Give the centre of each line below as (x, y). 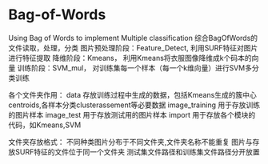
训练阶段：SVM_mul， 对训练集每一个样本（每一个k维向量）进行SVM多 (134, 68)
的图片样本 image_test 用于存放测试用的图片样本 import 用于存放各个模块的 (132, 114)
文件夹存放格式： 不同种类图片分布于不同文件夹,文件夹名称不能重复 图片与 (130, 142)
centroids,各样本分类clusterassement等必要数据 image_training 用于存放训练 (134, 105)
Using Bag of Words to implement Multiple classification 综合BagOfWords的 (133, 38)
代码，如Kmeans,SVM (45, 125)
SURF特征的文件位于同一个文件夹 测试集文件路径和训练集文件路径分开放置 (137, 152)
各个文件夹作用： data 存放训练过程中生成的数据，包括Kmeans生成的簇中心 (133, 94)
